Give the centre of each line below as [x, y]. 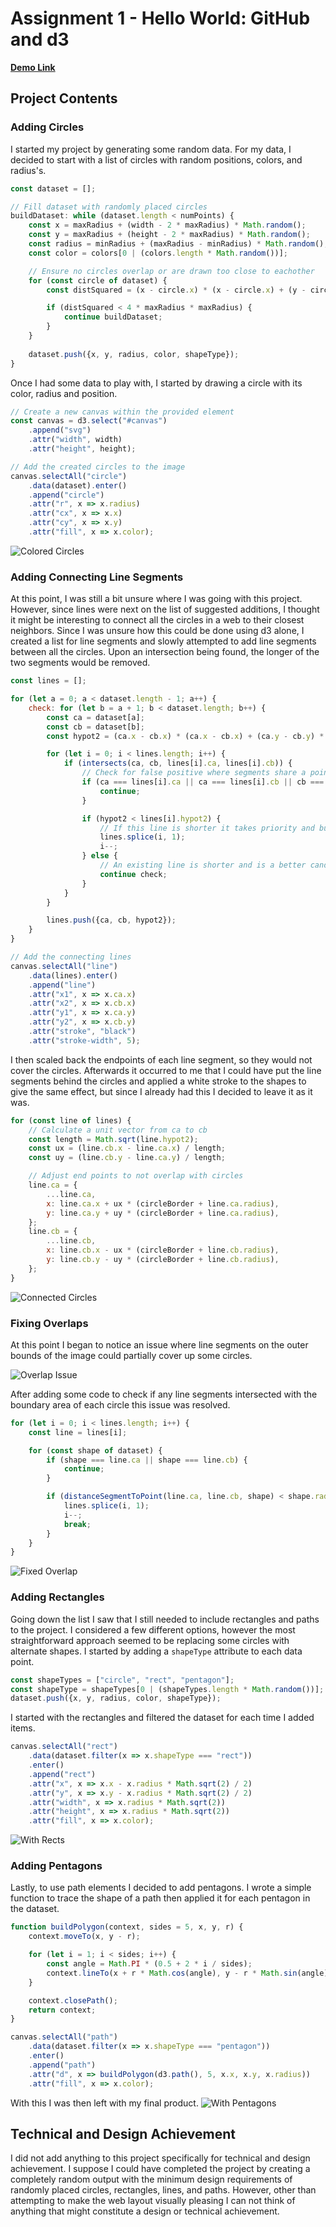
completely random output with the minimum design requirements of [151, 2179]
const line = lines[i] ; [78, 1432]
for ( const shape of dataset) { [95, 1450]
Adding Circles [47, 127]
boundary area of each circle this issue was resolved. [120, 1404]
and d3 [40, 39]
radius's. [28, 170]
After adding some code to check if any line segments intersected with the [164, 1394]
